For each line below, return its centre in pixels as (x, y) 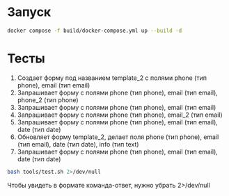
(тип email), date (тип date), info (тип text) (78, 144)
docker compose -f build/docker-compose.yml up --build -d (95, 31)
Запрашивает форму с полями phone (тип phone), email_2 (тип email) (120, 115)
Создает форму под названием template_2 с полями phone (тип (112, 78)
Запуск (29, 12)
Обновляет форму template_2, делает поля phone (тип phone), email (118, 137)
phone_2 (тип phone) (48, 100)
